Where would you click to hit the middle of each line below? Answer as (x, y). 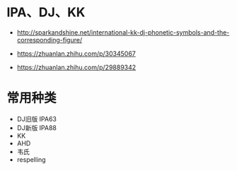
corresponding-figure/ (50, 40)
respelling (31, 159)
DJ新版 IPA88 (37, 128)
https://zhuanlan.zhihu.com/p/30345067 (76, 53)
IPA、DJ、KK (46, 12)
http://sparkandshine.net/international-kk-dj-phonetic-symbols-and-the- (123, 32)
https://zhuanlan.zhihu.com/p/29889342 (76, 67)
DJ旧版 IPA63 (37, 119)
